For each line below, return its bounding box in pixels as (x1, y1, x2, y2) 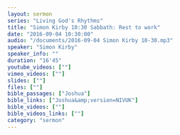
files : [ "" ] (7, 84, 43, 91)
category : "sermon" (7, 116, 65, 124)
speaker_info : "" (7, 51, 59, 58)
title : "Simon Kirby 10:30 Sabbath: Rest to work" (7, 24, 161, 31)
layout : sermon (7, 10, 53, 18)
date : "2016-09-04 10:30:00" (7, 30, 94, 38)
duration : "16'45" (7, 57, 62, 64)
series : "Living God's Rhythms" (7, 17, 103, 24)
